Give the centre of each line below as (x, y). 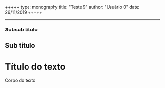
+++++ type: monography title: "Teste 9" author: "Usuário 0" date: (72, 7)
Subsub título (21, 29)
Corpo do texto (20, 80)
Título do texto (35, 67)
